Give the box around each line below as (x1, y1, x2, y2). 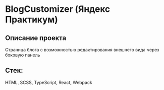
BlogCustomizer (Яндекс (5, 3, 110, 15)
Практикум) (5, 14, 58, 25)
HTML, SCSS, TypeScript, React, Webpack (5, 79, 93, 85)
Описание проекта (5, 34, 66, 42)
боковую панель (5, 52, 41, 58)
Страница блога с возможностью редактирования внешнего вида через (5, 47, 160, 52)
